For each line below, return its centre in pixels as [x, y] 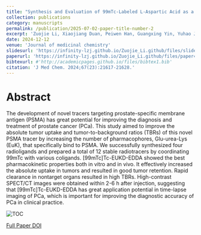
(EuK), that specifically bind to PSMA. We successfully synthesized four [95, 145]
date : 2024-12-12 [28, 39]
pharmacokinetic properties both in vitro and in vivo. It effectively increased [100, 164]
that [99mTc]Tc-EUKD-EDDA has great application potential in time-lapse [96, 190]
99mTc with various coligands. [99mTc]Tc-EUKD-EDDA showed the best [96, 158]
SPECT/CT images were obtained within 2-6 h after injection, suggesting [96, 184]
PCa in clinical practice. [35, 202]
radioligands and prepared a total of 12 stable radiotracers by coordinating [98, 152]
